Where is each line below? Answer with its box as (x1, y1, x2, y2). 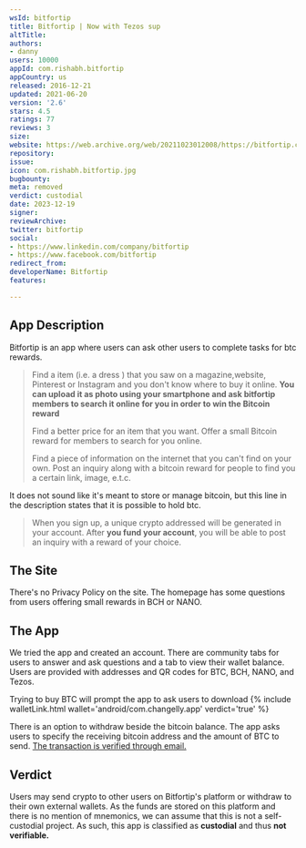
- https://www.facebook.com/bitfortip (9, 250, 157, 260)
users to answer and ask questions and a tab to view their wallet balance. (9, 657, 285, 668)
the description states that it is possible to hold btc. (9, 499, 202, 510)
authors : (9, 38, 43, 48)
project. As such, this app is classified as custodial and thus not (45, 821, 287, 831)
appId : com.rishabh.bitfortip (9, 65, 125, 74)
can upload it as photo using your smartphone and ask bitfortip (31, 388, 276, 399)
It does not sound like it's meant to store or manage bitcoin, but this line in (9, 489, 287, 501)
